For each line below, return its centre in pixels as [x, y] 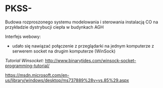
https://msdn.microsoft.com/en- [37, 75]
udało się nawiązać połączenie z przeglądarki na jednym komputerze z [83, 46]
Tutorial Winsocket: [25, 60]
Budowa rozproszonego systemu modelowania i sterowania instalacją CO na [81, 22]
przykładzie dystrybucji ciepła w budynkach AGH [54, 27]
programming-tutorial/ [27, 66]
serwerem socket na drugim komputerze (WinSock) [64, 51]
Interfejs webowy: [23, 36]
